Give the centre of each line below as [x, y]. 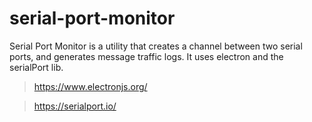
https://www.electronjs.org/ [90, 86]
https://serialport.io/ [75, 106]
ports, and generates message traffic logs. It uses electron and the [146, 56]
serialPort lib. [36, 67]
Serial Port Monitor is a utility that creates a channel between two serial [156, 46]
